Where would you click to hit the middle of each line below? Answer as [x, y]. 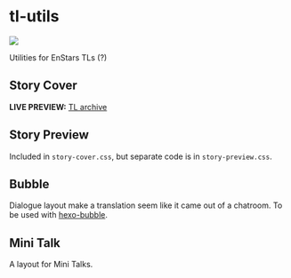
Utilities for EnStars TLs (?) [58, 57]
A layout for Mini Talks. [51, 265]
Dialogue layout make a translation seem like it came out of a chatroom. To [146, 205]
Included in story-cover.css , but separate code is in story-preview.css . [141, 156]
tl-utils [34, 16]
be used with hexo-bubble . [59, 215]
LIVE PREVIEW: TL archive [58, 107]
